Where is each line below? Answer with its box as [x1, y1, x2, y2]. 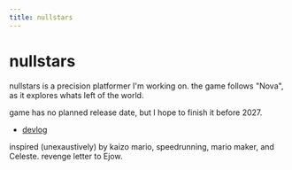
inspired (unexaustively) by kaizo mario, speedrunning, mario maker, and [9, 141, 274, 151]
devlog [21, 124, 48, 135]
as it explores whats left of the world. [9, 89, 144, 100]
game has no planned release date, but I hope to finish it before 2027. [9, 107, 263, 118]
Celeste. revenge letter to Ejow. [9, 151, 123, 161]
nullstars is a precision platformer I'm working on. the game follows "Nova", [9, 81, 284, 91]
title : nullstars [9, 12, 73, 22]
